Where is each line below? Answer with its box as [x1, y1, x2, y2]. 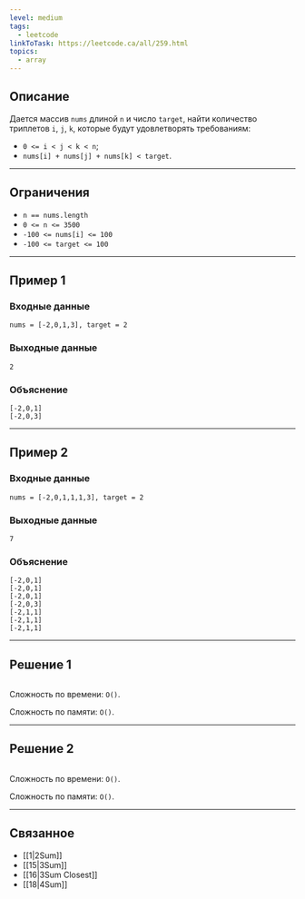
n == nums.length [22, 211, 89, 220]
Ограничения [9, 185, 90, 201]
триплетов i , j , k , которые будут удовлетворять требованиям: [9, 123, 251, 133]
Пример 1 [9, 273, 66, 289]
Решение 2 [9, 741, 74, 756]
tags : [9, 22, 30, 31]
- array [17, 55, 47, 64]
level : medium [9, 13, 64, 23]
